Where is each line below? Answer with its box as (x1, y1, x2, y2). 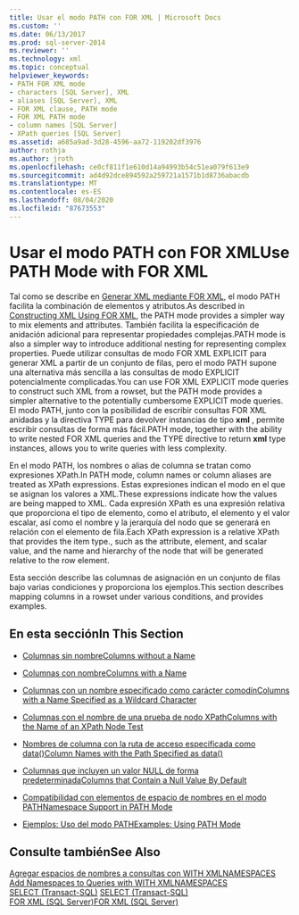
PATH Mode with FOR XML (9, 261, 209, 281)
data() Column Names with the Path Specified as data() (21, 747, 223, 759)
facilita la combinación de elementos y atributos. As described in (9, 300, 245, 311)
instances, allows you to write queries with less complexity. (9, 443, 228, 453)
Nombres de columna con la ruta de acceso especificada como (21, 738, 256, 749)
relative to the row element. (9, 554, 110, 565)
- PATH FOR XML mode (9, 79, 87, 88)
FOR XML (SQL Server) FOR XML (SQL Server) (9, 896, 179, 907)
